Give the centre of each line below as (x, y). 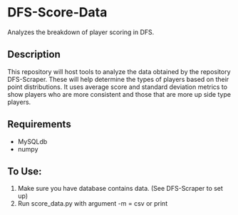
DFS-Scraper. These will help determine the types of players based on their (118, 79)
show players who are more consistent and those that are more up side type (119, 94)
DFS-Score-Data (57, 12)
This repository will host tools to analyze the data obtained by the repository (119, 71)
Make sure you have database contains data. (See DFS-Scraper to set (120, 189)
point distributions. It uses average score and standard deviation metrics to (118, 87)
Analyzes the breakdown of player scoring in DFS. (81, 32)
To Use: (25, 171)
